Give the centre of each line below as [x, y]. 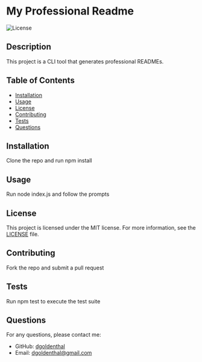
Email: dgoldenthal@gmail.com [53, 353]
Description [29, 47]
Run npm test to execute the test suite [53, 301]
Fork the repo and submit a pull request [55, 268]
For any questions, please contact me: [54, 335]
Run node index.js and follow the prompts [58, 194]
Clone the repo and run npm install [49, 161]
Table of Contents [41, 81]
